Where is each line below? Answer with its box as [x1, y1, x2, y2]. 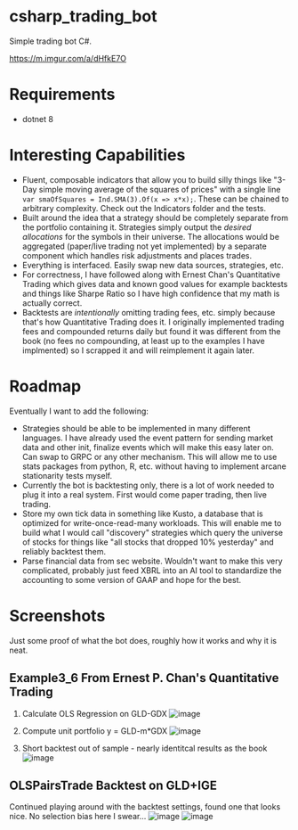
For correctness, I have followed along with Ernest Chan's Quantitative [21, 269, 281, 280]
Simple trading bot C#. [9, 36, 92, 46]
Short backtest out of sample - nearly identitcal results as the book [21, 743, 268, 753]
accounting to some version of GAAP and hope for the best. [21, 574, 242, 585]
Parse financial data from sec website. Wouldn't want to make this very [21, 555, 283, 566]
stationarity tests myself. [21, 470, 113, 481]
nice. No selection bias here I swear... [9, 811, 147, 822]
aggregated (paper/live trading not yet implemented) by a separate [21, 241, 267, 251]
